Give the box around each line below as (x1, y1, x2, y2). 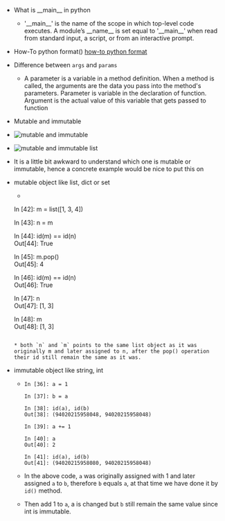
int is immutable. (24, 507, 71, 515)
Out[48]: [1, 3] (13, 322, 54, 330)
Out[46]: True (13, 281, 53, 289)
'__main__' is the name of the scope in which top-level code (24, 19, 195, 27)
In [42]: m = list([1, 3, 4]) (13, 205, 84, 213)
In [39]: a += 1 (24, 423, 71, 430)
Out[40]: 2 (24, 441, 56, 448)
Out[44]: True (13, 239, 53, 247)
